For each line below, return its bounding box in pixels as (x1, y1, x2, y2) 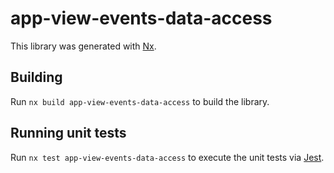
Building (10, 69, 63, 86)
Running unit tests (10, 125, 127, 142)
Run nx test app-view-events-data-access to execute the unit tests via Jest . (10, 151, 325, 163)
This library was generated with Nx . (10, 40, 157, 52)
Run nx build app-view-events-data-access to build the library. (10, 95, 270, 107)
